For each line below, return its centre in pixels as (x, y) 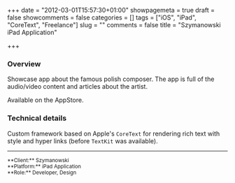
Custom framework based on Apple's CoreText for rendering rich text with (114, 133)
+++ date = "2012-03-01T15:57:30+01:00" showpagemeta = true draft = (111, 10)
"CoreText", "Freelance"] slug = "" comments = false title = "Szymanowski (114, 25)
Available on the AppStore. (45, 100)
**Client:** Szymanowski (38, 160)
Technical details (37, 118)
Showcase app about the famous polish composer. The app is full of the (111, 79)
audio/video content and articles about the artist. (78, 87)
